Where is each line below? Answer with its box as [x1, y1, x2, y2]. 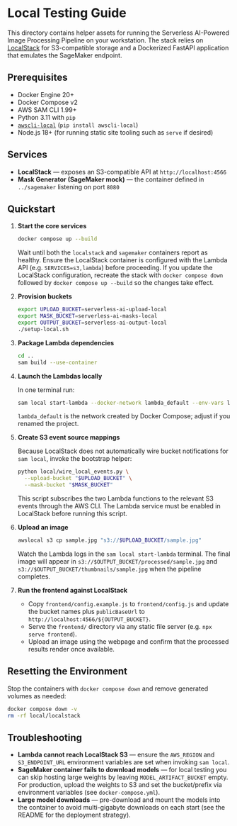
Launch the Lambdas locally [17, 372, 103, 380]
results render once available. [28, 644, 115, 653]
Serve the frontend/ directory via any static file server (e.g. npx [28, 622, 212, 630]
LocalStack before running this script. [17, 509, 127, 518]
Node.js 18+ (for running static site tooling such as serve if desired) [17, 128, 214, 136]
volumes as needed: [7, 691, 67, 700]
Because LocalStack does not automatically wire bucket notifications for [17, 447, 229, 455]
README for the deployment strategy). [17, 810, 131, 820]
